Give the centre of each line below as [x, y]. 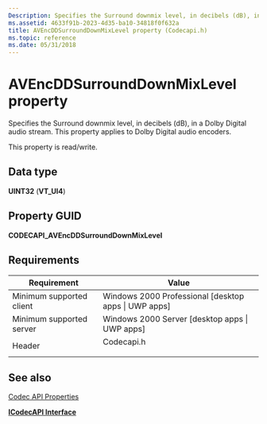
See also [30, 378]
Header [26, 345]
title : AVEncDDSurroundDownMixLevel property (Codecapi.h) [108, 30]
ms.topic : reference [43, 38]
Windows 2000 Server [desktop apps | [176, 318]
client [23, 306]
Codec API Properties [44, 397]
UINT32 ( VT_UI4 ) [37, 191]
